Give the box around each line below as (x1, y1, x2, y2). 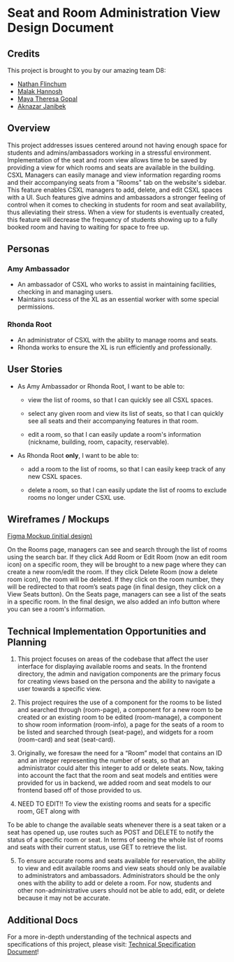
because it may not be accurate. (17, 894, 110, 902)
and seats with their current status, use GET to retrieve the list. (7, 843, 187, 851)
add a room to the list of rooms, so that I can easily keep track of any (27, 464, 226, 473)
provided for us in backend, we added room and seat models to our (17, 779, 212, 787)
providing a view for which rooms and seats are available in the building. (7, 163, 215, 172)
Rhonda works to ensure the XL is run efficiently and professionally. (17, 343, 212, 351)
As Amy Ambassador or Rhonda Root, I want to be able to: (17, 382, 185, 390)
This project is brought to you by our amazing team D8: (7, 67, 166, 74)
